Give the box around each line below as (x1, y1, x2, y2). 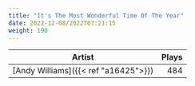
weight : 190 (8, 26, 48, 34)
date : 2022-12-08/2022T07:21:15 (8, 19, 116, 27)
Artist (71, 52, 94, 63)
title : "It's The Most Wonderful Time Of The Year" (8, 11, 184, 20)
